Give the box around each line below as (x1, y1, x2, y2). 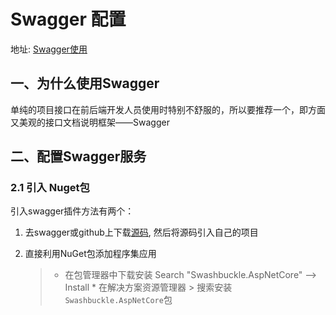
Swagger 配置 (10, 8, 127, 31)
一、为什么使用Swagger (10, 75, 160, 92)
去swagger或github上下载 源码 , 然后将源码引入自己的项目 (24, 226, 259, 239)
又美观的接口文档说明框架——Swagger (10, 116, 170, 128)
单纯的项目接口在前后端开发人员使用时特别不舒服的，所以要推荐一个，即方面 (10, 103, 326, 115)
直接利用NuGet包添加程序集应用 (24, 248, 157, 260)
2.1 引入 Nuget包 (10, 181, 90, 195)
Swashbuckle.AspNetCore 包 (64, 294, 173, 306)
